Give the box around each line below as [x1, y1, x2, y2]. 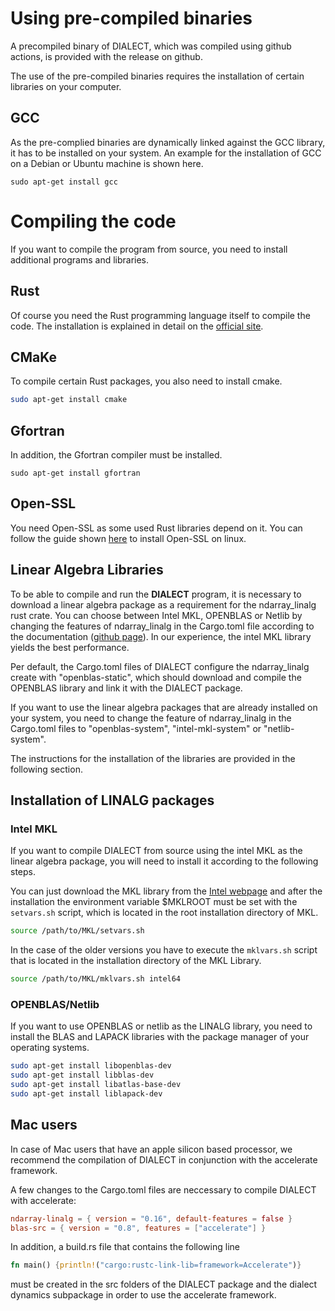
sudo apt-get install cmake [10, 395, 128, 405]
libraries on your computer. [10, 80, 122, 92]
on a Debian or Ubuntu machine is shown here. [10, 157, 204, 169]
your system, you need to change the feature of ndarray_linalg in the [10, 712, 292, 724]
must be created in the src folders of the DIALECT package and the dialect [10, 1278, 318, 1291]
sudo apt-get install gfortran [10, 468, 141, 478]
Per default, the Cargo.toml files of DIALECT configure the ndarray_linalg [10, 660, 310, 672]
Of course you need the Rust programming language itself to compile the [10, 309, 311, 321]
